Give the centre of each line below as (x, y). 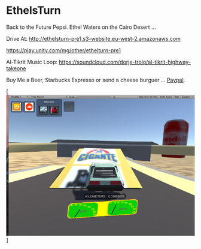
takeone (16, 68)
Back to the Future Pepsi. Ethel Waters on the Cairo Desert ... (81, 27)
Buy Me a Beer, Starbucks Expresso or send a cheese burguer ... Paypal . (96, 80)
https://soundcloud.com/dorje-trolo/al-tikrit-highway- (125, 62)
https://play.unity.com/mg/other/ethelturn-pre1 (64, 50)
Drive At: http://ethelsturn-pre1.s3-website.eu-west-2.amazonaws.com (94, 38)
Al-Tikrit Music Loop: (32, 62)
